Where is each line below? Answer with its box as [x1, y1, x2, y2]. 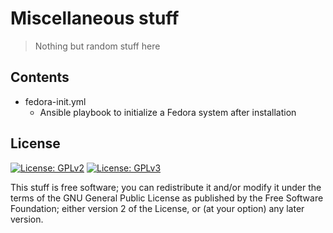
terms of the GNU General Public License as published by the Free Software [10, 192, 324, 204]
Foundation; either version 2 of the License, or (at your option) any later [10, 202, 305, 214]
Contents [10, 69, 70, 86]
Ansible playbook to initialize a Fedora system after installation [39, 106, 297, 118]
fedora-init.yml [24, 95, 87, 107]
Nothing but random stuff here [34, 40, 161, 52]
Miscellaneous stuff [10, 7, 180, 30]
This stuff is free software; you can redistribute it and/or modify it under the [10, 181, 322, 193]
